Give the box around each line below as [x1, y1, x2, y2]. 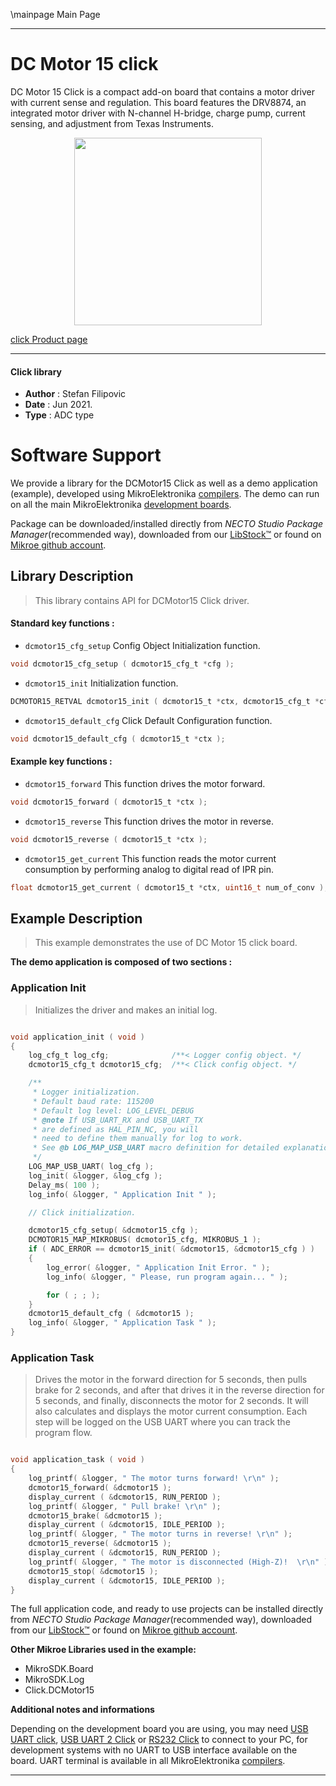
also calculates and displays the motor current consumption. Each [34, 1405, 308, 1418]
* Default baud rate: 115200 [32, 1096, 155, 1106]
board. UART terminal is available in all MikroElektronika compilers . [10, 1755, 286, 1767]
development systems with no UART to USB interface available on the [10, 1744, 298, 1756]
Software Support [10, 444, 162, 467]
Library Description [10, 568, 134, 585]
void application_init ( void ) [10, 1032, 145, 1042]
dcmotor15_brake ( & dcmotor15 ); [28, 1510, 163, 1521]
